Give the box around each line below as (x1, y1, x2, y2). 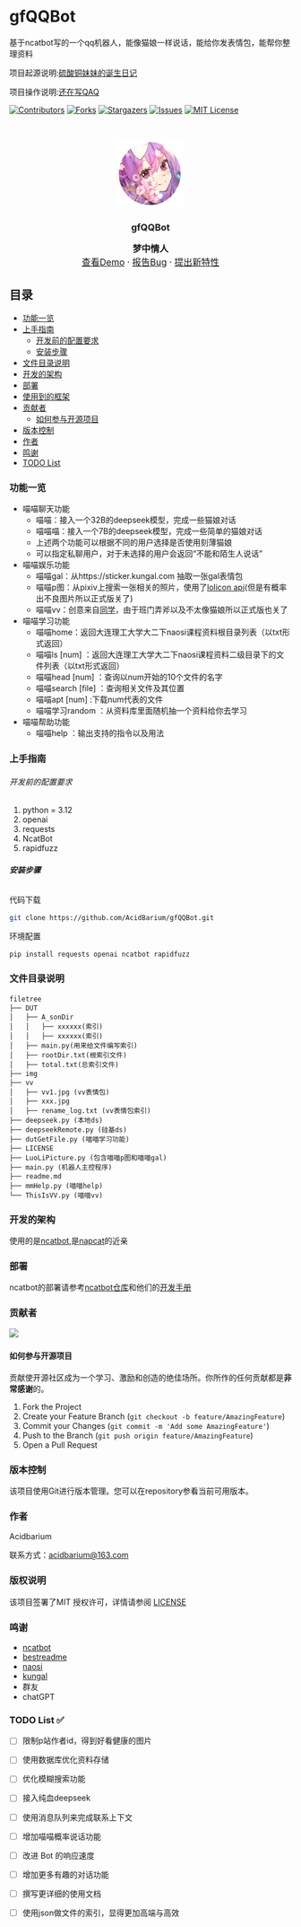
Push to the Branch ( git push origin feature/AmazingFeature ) (21, 1430, 254, 1441)
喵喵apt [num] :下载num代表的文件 (35, 694, 164, 705)
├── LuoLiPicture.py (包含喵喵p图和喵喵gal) (9, 1153, 168, 1162)
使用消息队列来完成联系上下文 (21, 1811, 133, 1823)
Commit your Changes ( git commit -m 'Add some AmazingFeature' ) (21, 1420, 271, 1431)
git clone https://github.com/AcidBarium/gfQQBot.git (9, 913, 215, 922)
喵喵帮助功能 (21, 716, 70, 728)
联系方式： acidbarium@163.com (9, 1550, 129, 1561)
